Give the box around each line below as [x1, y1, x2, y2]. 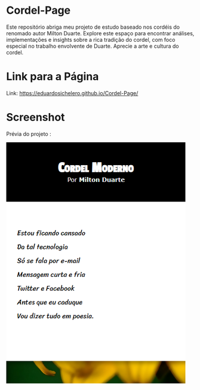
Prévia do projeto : [6, 130, 52, 138]
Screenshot [6, 111, 65, 124]
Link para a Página [6, 70, 99, 84]
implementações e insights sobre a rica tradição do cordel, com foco [6, 36, 176, 43]
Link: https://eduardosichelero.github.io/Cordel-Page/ [6, 89, 139, 96]
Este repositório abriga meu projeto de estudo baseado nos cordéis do [6, 23, 180, 31]
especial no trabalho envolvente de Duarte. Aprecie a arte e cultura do [6, 42, 179, 50]
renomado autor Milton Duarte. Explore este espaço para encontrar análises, [6, 29, 195, 36]
